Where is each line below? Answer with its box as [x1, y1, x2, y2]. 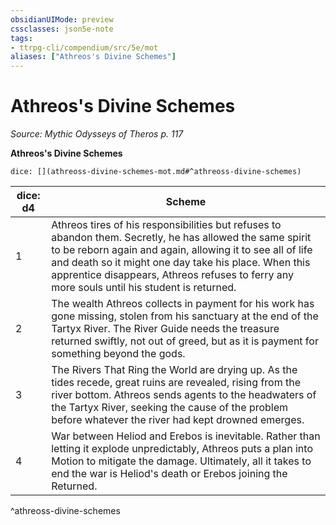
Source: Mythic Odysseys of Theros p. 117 [10, 128, 184, 140]
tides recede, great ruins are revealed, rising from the [51, 376, 302, 390]
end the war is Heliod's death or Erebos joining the [51, 467, 288, 481]
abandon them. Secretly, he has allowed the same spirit [51, 231, 312, 245]
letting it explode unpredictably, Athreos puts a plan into [51, 442, 313, 456]
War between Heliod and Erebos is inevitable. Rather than [51, 429, 321, 443]
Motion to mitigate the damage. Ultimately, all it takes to [51, 454, 312, 468]
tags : [10, 33, 33, 43]
